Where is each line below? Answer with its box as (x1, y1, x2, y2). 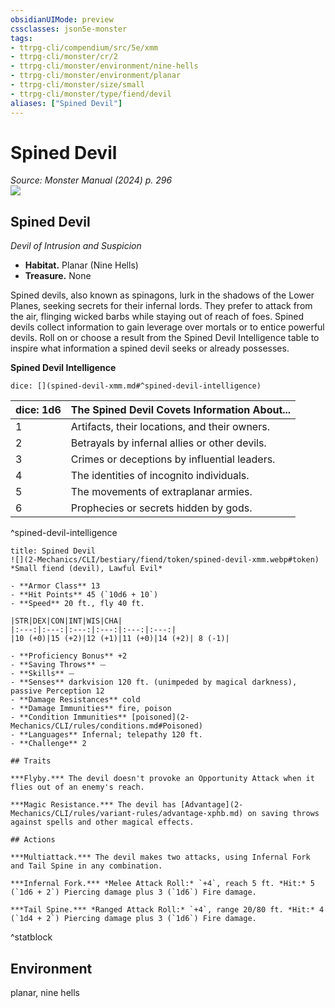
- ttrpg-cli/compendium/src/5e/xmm (10, 42, 159, 53)
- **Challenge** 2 (10, 739, 87, 749)
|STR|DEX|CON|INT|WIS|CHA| (10, 616, 123, 626)
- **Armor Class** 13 (10, 581, 101, 591)
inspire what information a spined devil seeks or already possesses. (10, 342, 290, 355)
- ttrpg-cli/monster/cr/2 (10, 52, 118, 62)
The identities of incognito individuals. (70, 469, 250, 483)
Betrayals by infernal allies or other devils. (70, 436, 267, 450)
